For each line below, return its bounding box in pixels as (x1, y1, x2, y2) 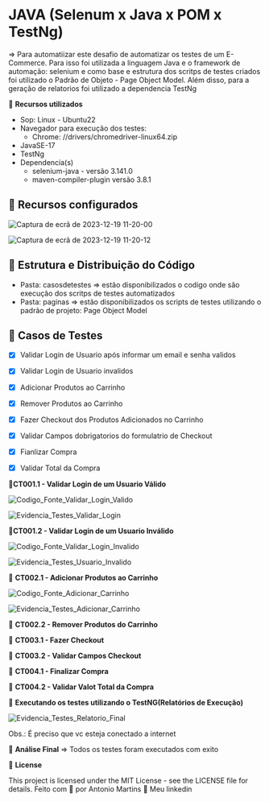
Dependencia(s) (19, 157, 74, 167)
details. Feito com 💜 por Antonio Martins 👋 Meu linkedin (8, 783, 192, 794)
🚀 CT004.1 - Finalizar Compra (8, 666, 109, 676)
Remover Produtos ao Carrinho (19, 399, 123, 408)
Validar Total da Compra (19, 463, 101, 473)
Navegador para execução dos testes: (19, 123, 147, 133)
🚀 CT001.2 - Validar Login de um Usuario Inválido (8, 526, 174, 535)
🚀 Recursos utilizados (8, 99, 83, 109)
